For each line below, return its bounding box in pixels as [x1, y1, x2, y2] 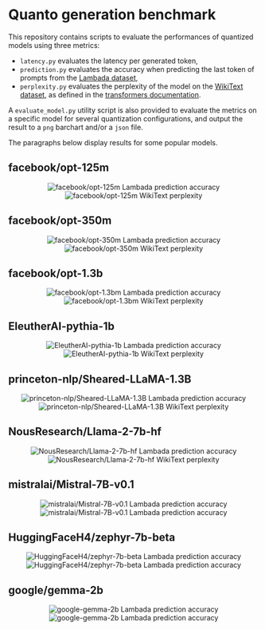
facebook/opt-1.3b [8, 266, 103, 280]
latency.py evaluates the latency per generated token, [19, 56, 199, 65]
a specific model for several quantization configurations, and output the [8, 113, 244, 123]
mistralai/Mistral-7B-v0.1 [8, 477, 134, 492]
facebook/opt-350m [8, 214, 112, 228]
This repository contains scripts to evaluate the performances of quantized [8, 32, 254, 42]
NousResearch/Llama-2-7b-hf [8, 425, 162, 438]
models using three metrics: [8, 40, 100, 50]
